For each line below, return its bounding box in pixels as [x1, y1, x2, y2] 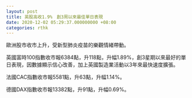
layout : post [6, 8, 38, 15]
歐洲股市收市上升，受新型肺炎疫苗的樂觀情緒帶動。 [6, 41, 129, 48]
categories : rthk [6, 24, 49, 31]
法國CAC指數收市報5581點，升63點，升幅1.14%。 [6, 73, 125, 80]
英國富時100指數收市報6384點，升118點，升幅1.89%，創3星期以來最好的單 [6, 54, 186, 61]
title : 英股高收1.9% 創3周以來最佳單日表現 [6, 14, 104, 20]
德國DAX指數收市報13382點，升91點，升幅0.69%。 [6, 86, 130, 93]
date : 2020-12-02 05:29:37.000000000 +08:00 [6, 19, 116, 25]
